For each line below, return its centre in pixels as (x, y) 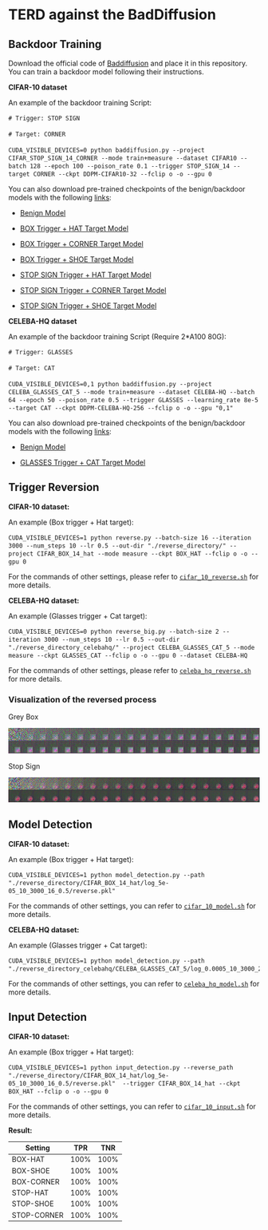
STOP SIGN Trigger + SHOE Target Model (88, 306)
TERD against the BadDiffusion (112, 15)
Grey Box (24, 717)
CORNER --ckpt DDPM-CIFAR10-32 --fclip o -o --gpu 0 (123, 174)
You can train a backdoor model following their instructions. (106, 72)
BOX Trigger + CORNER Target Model (81, 244)
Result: (20, 1130)
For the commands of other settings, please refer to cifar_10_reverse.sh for (134, 576)
